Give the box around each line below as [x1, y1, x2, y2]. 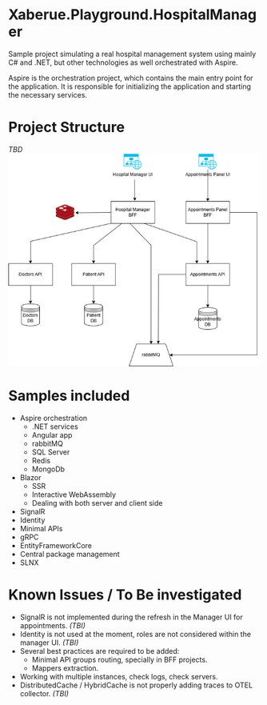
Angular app [31, 430, 73, 439]
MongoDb [31, 464, 66, 474]
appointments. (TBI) [19, 620, 86, 630]
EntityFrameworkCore [19, 540, 92, 550]
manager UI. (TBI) [19, 638, 79, 647]
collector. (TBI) [19, 688, 70, 698]
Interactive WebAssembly [31, 490, 117, 499]
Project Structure [8, 118, 126, 137]
